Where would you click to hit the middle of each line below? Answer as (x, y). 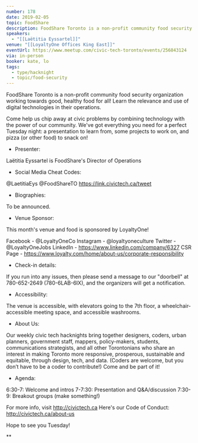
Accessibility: (31, 295)
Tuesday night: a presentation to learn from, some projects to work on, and (98, 132)
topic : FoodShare (28, 23)
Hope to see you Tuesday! (38, 425)
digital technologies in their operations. (54, 107)
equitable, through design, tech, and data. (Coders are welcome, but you (95, 361)
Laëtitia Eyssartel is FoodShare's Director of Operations (74, 161)
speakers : (18, 34)
